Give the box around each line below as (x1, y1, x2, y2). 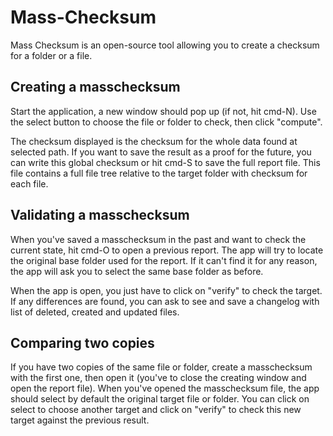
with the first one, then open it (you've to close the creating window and (10, 372, 307, 384)
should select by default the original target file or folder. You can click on (10, 393, 310, 405)
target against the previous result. (10, 414, 150, 426)
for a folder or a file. (10, 49, 93, 61)
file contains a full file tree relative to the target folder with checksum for (10, 167, 308, 179)
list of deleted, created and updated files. (10, 306, 180, 318)
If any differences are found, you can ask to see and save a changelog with (10, 295, 320, 307)
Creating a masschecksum (10, 79, 181, 96)
